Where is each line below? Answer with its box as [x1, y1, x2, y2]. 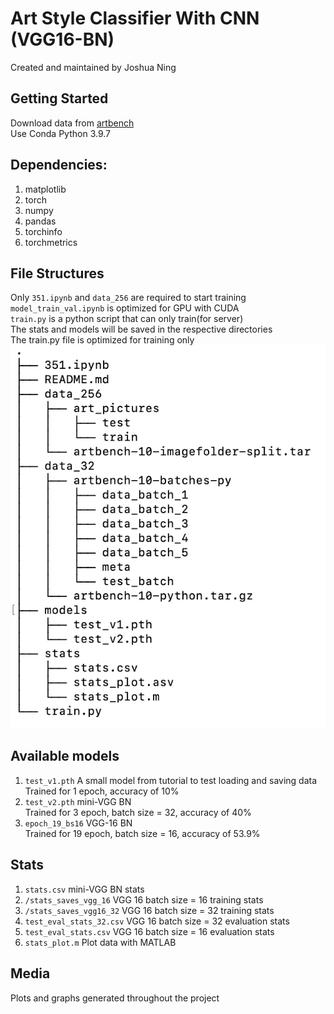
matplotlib [24, 183, 67, 195]
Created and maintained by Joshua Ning [10, 61, 177, 73]
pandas [24, 215, 57, 227]
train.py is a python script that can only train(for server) [10, 313, 244, 325]
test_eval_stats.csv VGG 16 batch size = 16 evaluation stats [24, 925, 275, 937]
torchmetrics [24, 236, 78, 248]
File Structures [10, 265, 105, 282]
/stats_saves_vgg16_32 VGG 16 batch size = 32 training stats [24, 904, 275, 916]
